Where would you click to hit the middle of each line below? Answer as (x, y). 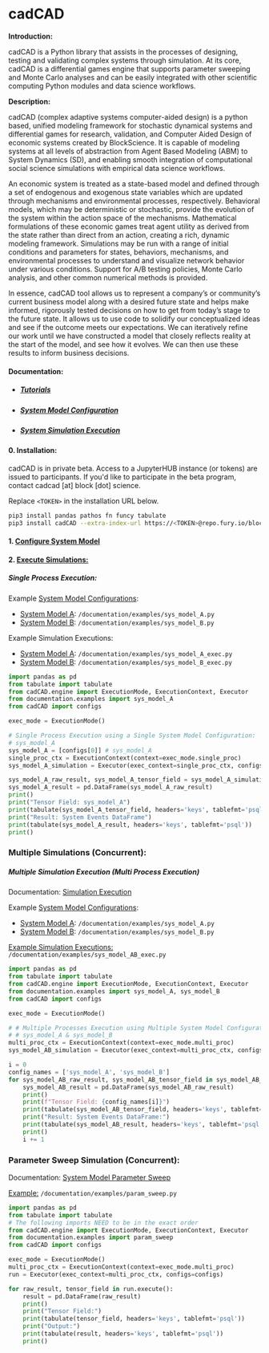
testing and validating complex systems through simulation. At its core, (125, 60)
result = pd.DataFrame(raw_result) (82, 1296)
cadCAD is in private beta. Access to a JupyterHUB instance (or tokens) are (133, 468)
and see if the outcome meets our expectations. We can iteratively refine (128, 327)
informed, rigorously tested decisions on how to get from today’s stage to (129, 310)
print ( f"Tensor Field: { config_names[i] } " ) (96, 1102)
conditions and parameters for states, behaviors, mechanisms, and (118, 252)
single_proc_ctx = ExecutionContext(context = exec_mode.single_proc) (125, 758)
